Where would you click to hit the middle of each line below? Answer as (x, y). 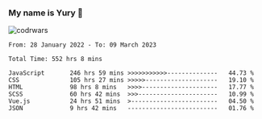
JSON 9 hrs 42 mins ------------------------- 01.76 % (131, 109)
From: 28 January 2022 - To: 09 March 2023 (83, 45)
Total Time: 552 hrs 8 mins (56, 59)
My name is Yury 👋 (46, 13)
